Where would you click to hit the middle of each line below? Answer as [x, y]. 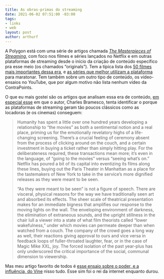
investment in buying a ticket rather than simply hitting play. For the [85, 148]
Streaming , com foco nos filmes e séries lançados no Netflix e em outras [78, 56]
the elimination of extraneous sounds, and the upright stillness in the [86, 215]
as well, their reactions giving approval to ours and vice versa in [81, 235]
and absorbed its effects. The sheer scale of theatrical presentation [85, 199]
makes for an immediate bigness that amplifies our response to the [84, 204]
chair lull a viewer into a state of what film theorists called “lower [82, 220]
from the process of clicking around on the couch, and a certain [81, 143]
